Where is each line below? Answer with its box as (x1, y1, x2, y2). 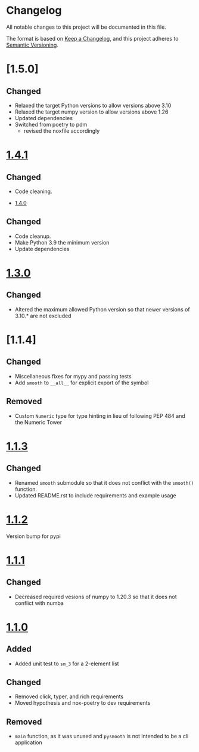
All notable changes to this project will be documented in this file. (6, 23, 167, 30)
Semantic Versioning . (6, 41, 58, 48)
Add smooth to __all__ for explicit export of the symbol (14, 379, 149, 386)
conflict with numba (14, 599, 64, 607)
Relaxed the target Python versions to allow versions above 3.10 (14, 102, 172, 109)
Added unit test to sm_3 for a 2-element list (14, 660, 119, 667)
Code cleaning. (14, 188, 52, 195)
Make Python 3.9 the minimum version (14, 239, 110, 246)
